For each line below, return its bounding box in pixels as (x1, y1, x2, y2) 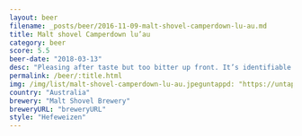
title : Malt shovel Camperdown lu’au (9, 30, 151, 38)
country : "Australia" (9, 88, 91, 97)
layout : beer (9, 13, 58, 22)
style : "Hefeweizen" (9, 113, 87, 122)
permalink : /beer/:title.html (9, 72, 123, 81)
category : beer (9, 38, 67, 47)
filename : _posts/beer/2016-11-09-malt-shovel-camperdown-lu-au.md (9, 21, 268, 30)
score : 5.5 (9, 47, 50, 55)
